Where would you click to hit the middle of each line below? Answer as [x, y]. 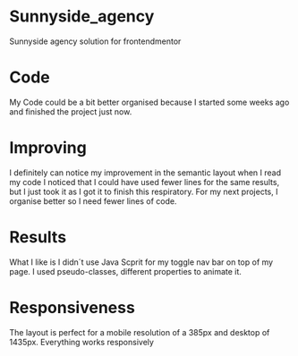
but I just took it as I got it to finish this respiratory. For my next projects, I [144, 191]
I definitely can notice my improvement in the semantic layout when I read [145, 173]
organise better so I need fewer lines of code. [93, 201]
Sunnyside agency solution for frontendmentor [95, 41]
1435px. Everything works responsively [82, 342]
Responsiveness [72, 307]
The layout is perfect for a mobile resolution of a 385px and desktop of [140, 332]
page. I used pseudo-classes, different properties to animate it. [125, 271]
